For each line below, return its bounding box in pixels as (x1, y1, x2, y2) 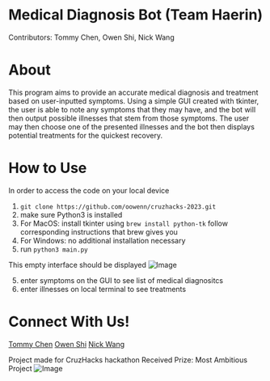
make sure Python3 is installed (19, 210, 123, 219)
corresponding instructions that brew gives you (19, 226, 178, 236)
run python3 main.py (19, 244, 88, 254)
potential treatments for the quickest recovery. (8, 130, 163, 140)
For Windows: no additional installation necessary (19, 235, 186, 245)
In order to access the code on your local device (8, 185, 170, 195)
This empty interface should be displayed (8, 260, 147, 269)
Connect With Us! (8, 313, 130, 331)
